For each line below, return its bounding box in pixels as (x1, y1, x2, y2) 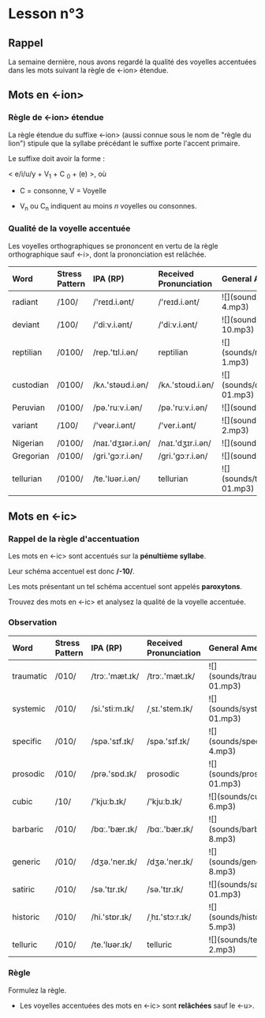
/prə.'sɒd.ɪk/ (90, 768, 137, 779)
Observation (8, 617, 58, 628)
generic (12, 856, 41, 867)
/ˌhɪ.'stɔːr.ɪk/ (147, 911, 192, 922)
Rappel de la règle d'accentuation (8, 533, 140, 544)
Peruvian (12, 402, 46, 413)
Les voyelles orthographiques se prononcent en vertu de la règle (8, 241, 218, 250)
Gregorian (12, 450, 50, 461)
